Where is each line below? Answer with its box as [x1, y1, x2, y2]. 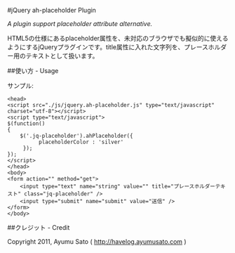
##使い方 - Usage [7, 67, 59, 74]
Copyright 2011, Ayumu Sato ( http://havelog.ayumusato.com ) [7, 238, 187, 245]
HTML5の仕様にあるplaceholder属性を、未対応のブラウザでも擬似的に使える [7, 34, 229, 42]
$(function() [7, 120, 46, 127]
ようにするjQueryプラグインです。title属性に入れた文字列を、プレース [7, 43, 209, 51]
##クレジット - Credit [7, 223, 70, 231]
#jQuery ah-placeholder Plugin [7, 6, 97, 14]
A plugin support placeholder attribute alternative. [7, 20, 153, 27]
